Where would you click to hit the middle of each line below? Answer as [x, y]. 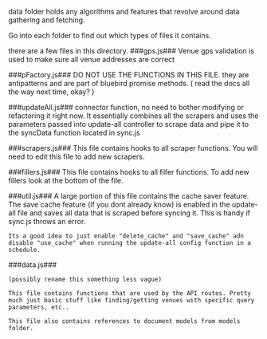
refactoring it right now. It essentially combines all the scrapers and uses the [133, 116]
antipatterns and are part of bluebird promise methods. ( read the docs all [129, 83]
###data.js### [33, 265]
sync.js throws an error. [47, 221]
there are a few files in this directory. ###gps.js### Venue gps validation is [132, 51]
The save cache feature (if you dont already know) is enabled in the [119, 204]
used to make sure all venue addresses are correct [92, 59]
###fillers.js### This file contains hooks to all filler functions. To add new [129, 172]
